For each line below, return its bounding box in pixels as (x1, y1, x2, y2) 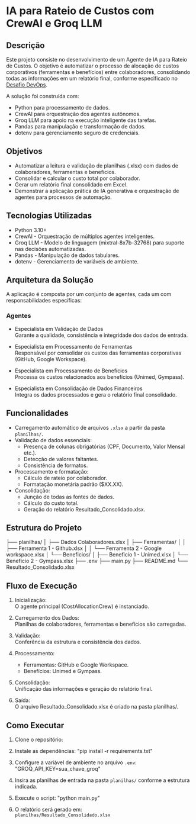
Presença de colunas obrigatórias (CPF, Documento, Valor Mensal (23, 443, 185, 450)
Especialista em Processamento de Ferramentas (14, 343, 133, 350)
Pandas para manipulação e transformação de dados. (14, 123, 146, 130)
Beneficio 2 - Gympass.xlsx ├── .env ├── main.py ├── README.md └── (6, 558, 188, 565)
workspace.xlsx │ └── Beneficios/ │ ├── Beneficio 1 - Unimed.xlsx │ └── (6, 551, 188, 558)
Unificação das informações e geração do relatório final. (14, 685, 153, 693)
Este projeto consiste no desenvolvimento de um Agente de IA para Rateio (6, 56, 188, 63)
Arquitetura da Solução (6, 275, 94, 285)
